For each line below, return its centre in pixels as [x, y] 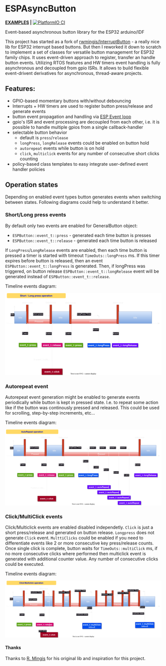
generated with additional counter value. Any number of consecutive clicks [82, 559]
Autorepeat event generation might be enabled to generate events [73, 397]
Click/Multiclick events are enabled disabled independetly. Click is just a [79, 527]
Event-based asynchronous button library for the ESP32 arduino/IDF [75, 32]
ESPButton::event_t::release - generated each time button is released [84, 241]
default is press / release [44, 137]
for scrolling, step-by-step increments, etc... [50, 413]
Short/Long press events [36, 215]
